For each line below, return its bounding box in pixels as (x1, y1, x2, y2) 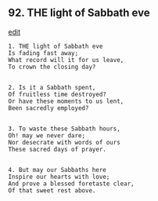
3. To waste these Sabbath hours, (8, 125, 121, 133)
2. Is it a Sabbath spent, (8, 83, 96, 91)
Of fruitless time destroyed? (8, 90, 107, 98)
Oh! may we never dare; (8, 131, 86, 140)
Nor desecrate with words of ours (8, 138, 121, 146)
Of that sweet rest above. (8, 186, 96, 195)
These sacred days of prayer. (8, 145, 107, 153)
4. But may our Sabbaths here (8, 166, 107, 174)
